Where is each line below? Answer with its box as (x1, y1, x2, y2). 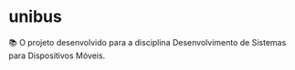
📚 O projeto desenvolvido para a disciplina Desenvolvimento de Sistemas (8, 36, 287, 47)
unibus (8, 6, 63, 27)
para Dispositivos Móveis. (8, 50, 106, 61)
